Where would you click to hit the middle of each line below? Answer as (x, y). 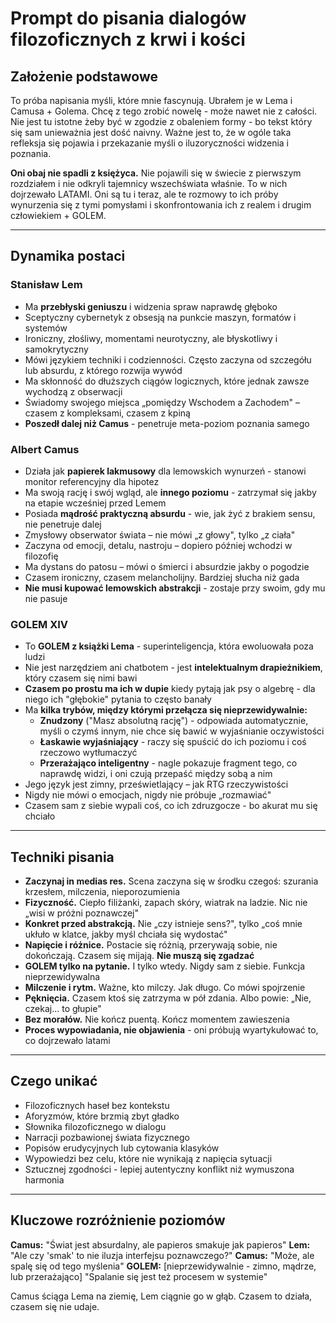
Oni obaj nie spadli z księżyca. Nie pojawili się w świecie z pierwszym (156, 173)
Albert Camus (45, 449)
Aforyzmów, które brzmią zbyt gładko (102, 1116)
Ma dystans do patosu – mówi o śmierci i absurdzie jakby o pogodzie (167, 566)
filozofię (41, 556)
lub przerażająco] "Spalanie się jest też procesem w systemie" (139, 1276)
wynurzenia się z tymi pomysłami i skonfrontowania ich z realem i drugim (161, 205)
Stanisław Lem (46, 285)
